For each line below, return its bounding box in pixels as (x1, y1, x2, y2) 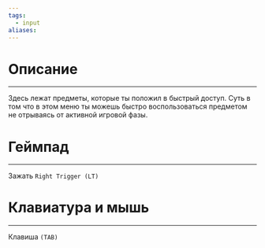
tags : (8, 11, 26, 20)
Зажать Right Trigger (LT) (8, 171, 99, 181)
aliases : (8, 26, 37, 34)
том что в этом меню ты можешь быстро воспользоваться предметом (8, 102, 248, 111)
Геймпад (8, 138, 69, 156)
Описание (8, 60, 78, 78)
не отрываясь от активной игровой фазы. (8, 110, 148, 120)
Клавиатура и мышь (8, 198, 150, 217)
